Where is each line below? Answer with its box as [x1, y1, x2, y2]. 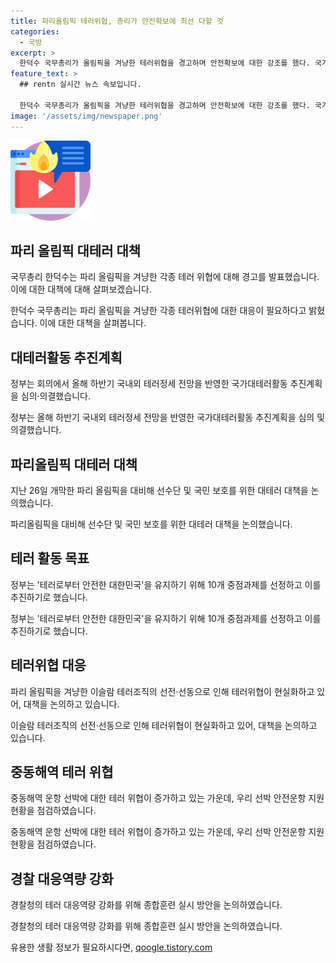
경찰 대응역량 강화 [10, 870, 114, 887]
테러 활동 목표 [10, 550, 90, 567]
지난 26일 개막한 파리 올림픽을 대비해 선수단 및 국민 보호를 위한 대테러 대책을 [10, 484, 309, 496]
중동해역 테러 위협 [10, 763, 114, 780]
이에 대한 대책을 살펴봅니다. [39, 317, 147, 329]
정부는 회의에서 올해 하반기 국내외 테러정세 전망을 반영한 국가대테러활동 [10, 378, 288, 390]
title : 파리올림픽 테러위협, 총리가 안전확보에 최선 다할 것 [10, 16, 224, 26]
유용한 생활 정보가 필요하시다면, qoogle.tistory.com [10, 941, 213, 954]
